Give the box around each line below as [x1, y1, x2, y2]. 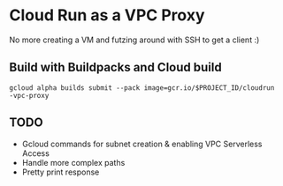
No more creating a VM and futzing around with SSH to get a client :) [9, 34, 260, 45]
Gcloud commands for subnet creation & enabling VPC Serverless [21, 138, 263, 149]
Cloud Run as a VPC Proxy [9, 5, 205, 26]
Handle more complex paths [21, 157, 126, 167]
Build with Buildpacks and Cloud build [9, 60, 223, 75]
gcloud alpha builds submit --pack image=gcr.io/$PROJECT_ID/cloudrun [9, 83, 275, 93]
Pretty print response [21, 167, 100, 177]
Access [21, 147, 50, 159]
